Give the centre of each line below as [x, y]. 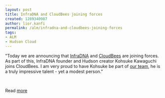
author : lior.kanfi [25, 23]
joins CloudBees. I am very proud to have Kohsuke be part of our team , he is [83, 66]
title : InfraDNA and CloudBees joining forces [54, 14]
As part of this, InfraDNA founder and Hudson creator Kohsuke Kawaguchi [81, 61]
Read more [16, 90]
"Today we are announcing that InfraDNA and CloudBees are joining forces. [82, 56]
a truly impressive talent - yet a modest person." [54, 71]
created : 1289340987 [26, 19]
